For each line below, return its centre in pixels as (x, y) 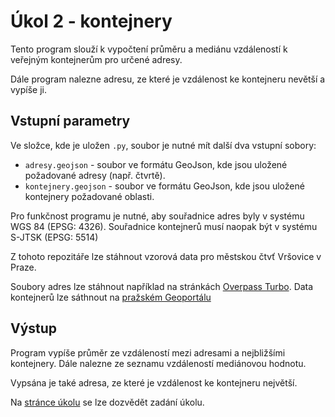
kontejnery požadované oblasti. (89, 196)
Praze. (23, 267)
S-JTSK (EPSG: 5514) (54, 237)
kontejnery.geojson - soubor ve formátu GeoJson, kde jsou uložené (164, 186)
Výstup (34, 328)
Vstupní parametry (70, 121)
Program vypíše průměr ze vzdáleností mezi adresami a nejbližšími (148, 352)
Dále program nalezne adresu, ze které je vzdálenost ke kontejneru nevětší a (168, 79)
